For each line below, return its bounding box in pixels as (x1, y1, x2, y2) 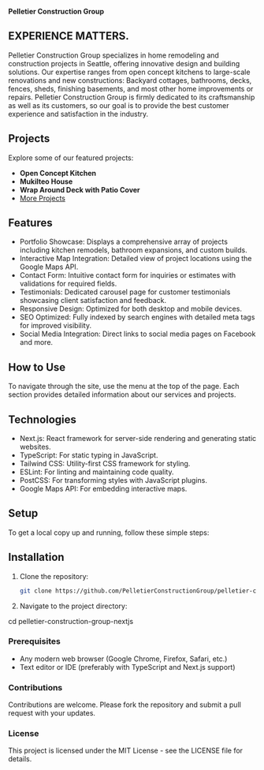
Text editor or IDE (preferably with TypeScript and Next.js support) (19, 662, 236, 671)
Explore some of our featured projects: (8, 153, 134, 163)
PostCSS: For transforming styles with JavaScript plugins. (19, 476, 207, 485)
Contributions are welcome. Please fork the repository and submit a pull (8, 700, 242, 709)
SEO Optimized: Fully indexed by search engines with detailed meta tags (19, 312, 255, 322)
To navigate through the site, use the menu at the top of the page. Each (8, 382, 240, 391)
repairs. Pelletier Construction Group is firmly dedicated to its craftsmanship (8, 92, 255, 102)
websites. (19, 442, 51, 452)
